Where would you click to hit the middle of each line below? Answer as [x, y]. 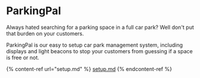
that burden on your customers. [45, 33]
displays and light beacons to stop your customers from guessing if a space [99, 51]
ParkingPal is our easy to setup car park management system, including [95, 45]
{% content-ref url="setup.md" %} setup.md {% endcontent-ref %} [89, 69]
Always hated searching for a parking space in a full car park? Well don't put [100, 27]
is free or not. [23, 57]
